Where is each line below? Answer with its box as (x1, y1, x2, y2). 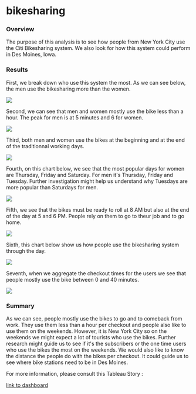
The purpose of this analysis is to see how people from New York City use (6, 38, 185, 45)
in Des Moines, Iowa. (6, 51, 57, 58)
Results (6, 66, 28, 74)
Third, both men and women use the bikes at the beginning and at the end (6, 136, 185, 143)
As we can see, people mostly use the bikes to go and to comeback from (6, 315, 183, 322)
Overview (6, 25, 35, 34)
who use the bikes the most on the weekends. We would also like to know (6, 346, 184, 353)
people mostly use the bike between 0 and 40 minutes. (6, 276, 139, 283)
